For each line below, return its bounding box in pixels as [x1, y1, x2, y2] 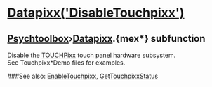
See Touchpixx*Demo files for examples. [7, 58, 126, 67]
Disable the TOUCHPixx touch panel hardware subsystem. [7, 51, 176, 59]
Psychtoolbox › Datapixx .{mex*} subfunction [7, 33, 206, 45]
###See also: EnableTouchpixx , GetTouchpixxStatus [7, 72, 159, 80]
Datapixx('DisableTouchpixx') [7, 5, 185, 21]
